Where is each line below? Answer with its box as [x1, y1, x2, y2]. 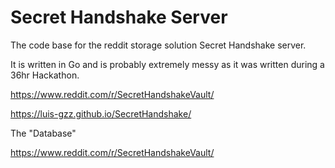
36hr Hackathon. [10, 69, 80, 81]
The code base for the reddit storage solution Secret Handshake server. [10, 39, 307, 51]
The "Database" [10, 127, 77, 139]
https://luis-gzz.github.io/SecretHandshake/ [10, 107, 192, 120]
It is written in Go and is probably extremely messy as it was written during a [10, 58, 325, 70]
